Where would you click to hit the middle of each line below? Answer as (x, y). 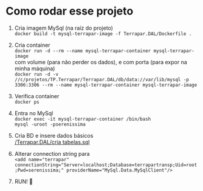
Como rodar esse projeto (70, 11)
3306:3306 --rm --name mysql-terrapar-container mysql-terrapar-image (106, 85)
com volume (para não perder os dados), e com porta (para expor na (101, 62)
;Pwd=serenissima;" (39, 170)
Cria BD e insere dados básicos (54, 135)
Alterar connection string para (52, 153)
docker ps (27, 102)
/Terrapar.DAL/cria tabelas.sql (52, 142)
